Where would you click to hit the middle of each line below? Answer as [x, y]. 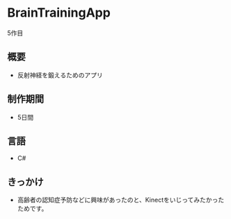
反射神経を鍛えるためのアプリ [60, 75]
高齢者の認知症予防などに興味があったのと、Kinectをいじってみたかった [121, 200]
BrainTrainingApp [59, 13]
